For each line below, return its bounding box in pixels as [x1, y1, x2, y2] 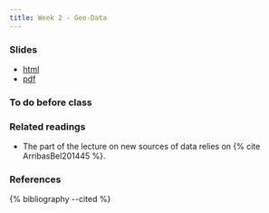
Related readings [9, 120, 86, 132]
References [9, 173, 62, 186]
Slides [9, 43, 38, 55]
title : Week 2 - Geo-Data [9, 13, 107, 23]
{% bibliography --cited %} [9, 194, 111, 205]
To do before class [9, 96, 92, 109]
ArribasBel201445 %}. [22, 150, 106, 161]
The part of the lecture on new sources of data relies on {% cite [22, 141, 261, 152]
